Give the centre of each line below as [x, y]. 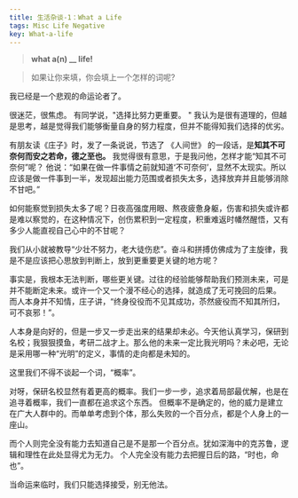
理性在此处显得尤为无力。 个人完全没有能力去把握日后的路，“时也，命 [152, 455]
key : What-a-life [41, 34]
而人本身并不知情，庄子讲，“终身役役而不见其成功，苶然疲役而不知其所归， [147, 302]
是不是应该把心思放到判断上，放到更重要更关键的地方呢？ [114, 261]
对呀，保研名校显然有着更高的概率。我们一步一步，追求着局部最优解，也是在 [149, 391]
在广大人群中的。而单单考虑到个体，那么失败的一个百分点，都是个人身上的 [145, 414]
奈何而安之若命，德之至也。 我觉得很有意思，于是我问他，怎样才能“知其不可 [148, 156]
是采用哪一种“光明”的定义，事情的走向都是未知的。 [102, 354]
